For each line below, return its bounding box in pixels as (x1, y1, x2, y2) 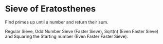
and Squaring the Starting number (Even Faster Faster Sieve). (5, 33, 128, 39)
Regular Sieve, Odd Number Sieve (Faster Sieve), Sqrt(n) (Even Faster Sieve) (5, 28, 159, 34)
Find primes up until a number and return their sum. (5, 19, 109, 25)
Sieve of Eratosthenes (5, 3, 96, 14)
